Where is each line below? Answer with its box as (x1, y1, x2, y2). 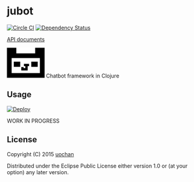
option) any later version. (7, 168, 69, 175)
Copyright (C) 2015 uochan (7, 150, 74, 157)
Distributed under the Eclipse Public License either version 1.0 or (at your (7, 162, 188, 169)
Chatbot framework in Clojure (45, 72, 120, 79)
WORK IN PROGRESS (7, 117, 60, 124)
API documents (7, 35, 45, 43)
